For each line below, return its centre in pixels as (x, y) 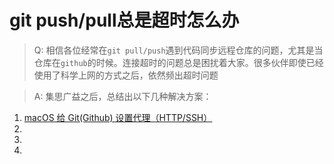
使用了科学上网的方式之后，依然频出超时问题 (126, 75)
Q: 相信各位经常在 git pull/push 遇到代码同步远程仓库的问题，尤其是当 (178, 50)
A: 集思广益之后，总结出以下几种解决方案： (122, 96)
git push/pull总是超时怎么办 (124, 20)
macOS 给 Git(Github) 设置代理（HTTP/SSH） (118, 117)
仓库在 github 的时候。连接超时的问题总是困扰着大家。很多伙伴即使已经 (178, 62)
